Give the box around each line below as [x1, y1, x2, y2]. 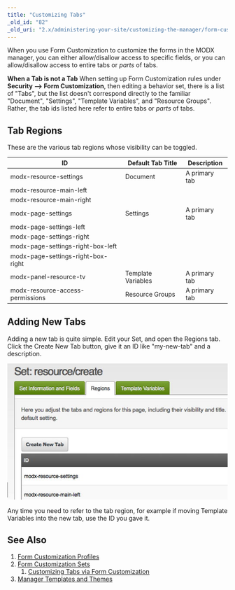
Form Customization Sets [17, 560, 91, 568]
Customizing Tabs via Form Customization [27, 568, 150, 576]
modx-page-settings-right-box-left [10, 242, 117, 251]
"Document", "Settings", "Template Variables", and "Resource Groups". [7, 97, 212, 105]
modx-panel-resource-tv [10, 273, 86, 281]
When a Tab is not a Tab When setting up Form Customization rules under [7, 74, 222, 83]
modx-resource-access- [10, 286, 85, 295]
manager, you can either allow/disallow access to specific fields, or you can [7, 53, 226, 62]
